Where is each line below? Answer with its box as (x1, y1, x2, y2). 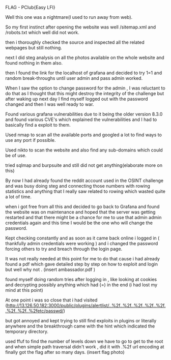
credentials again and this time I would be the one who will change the (5, 220, 153, 226)
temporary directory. (5, 328, 49, 335)
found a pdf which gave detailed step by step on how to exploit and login (5, 261, 158, 267)
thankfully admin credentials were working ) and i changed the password (5, 241, 158, 246)
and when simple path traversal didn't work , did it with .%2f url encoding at (5, 344, 164, 350)
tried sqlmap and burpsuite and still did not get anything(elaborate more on (5, 162, 163, 168)
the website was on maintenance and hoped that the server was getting (5, 209, 156, 215)
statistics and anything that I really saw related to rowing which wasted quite (5, 188, 165, 194)
